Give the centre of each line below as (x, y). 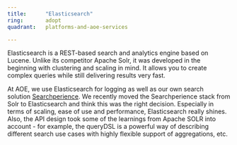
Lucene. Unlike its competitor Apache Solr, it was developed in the (104, 61)
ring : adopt (34, 20)
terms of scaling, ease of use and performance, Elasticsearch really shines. (117, 112)
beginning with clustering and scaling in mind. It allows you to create (107, 68)
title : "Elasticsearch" (50, 14)
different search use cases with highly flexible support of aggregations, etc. (117, 134)
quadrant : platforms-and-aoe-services (68, 27)
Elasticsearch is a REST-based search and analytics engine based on (108, 53)
